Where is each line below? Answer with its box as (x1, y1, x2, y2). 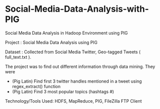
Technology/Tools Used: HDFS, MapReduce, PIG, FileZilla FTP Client (5, 98, 142, 104)
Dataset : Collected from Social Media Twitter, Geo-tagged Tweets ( (5, 49, 141, 55)
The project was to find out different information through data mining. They (5, 64, 156, 69)
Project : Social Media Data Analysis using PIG (5, 39, 98, 45)
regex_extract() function (12, 83, 61, 89)
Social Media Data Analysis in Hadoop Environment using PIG (5, 30, 128, 36)
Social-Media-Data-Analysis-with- (5, 3, 149, 15)
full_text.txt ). (5, 54, 32, 60)
